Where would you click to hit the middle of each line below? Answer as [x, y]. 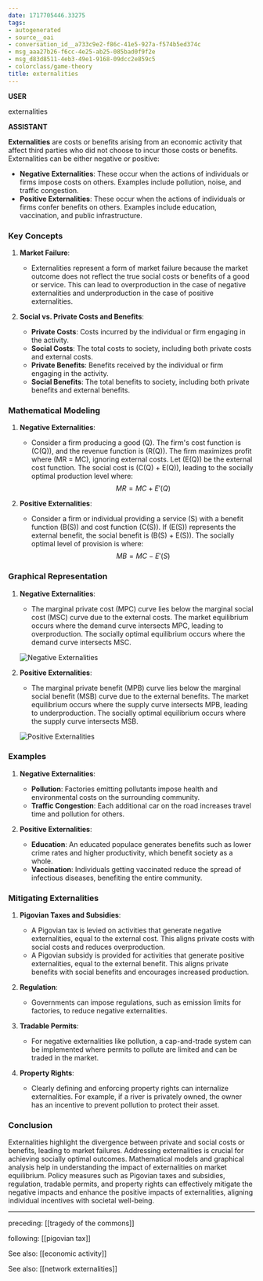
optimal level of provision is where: [87, 544]
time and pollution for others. [78, 814]
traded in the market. [65, 1058]
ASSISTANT [28, 126]
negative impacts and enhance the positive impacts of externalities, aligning [131, 1192]
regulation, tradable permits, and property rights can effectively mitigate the [130, 1184]
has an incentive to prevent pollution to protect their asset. [125, 1105]
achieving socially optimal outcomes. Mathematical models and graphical [126, 1159]
